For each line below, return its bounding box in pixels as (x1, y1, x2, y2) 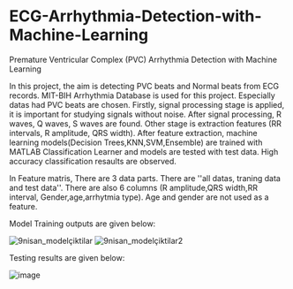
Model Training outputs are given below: (9, 218, 156, 229)
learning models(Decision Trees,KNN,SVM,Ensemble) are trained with (9, 137, 263, 148)
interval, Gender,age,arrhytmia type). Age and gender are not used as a (9, 192, 269, 202)
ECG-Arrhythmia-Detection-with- (9, 6, 262, 27)
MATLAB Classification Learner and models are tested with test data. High (9, 146, 279, 156)
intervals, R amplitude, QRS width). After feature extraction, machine (9, 127, 258, 138)
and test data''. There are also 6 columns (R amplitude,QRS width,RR (9, 182, 259, 193)
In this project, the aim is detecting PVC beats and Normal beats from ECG (9, 80, 280, 91)
